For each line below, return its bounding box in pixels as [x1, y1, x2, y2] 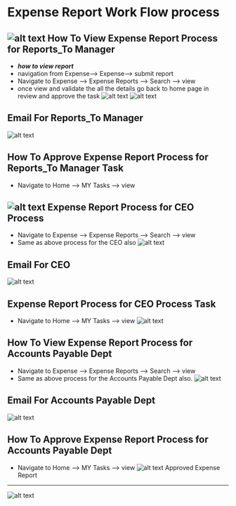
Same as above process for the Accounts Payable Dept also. [17, 374, 193, 382]
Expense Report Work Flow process [7, 4, 220, 20]
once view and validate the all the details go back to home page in [17, 84, 209, 92]
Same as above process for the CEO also [17, 239, 136, 247]
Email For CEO [7, 258, 71, 271]
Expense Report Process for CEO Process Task [7, 298, 216, 310]
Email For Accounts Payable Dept [7, 395, 156, 407]
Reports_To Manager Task [7, 163, 124, 175]
